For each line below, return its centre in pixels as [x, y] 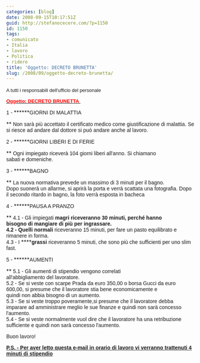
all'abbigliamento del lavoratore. [43, 277]
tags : [13, 34]
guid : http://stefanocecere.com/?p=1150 [57, 23]
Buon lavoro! [21, 337]
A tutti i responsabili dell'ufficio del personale [54, 90]
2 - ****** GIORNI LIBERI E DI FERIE [50, 142]
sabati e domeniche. [30, 160]
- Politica [20, 56]
